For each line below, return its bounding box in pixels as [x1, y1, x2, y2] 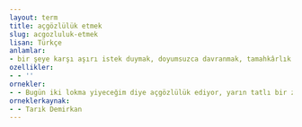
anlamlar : [9, 47, 47, 55]
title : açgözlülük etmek [9, 21, 102, 30]
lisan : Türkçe [9, 38, 63, 47]
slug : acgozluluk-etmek [9, 30, 99, 38]
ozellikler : [9, 63, 54, 72]
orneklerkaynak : [9, 96, 70, 106]
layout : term [9, 13, 58, 22]
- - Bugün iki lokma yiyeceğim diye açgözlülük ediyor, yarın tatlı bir [9, 88, 288, 97]
